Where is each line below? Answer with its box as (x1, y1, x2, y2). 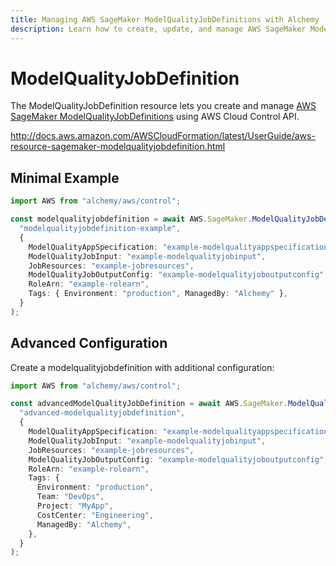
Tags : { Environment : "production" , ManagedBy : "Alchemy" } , (28, 289, 288, 299)
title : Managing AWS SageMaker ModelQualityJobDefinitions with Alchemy (10, 14, 320, 25)
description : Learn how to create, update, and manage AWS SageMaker (10, 24, 307, 34)
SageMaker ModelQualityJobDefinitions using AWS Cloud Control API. (10, 111, 300, 123)
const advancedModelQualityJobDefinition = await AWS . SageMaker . (10, 399, 288, 409)
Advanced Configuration (10, 335, 168, 352)
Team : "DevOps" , (36, 492, 105, 502)
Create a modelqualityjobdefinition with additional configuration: (10, 361, 275, 373)
